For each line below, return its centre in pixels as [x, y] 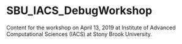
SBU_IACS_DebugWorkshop [79, 11]
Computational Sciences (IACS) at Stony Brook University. [79, 34]
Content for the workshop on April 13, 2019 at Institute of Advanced [91, 28]
